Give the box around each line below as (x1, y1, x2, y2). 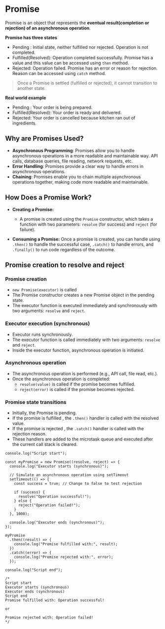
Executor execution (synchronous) (5, 320, 90, 327)
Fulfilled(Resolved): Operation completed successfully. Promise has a (12, 54, 154, 60)
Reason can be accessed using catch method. (12, 70, 106, 76)
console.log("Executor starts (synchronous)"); (9, 464, 109, 469)
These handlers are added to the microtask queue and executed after (12, 436, 154, 442)
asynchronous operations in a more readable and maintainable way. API (12, 153, 158, 158)
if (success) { (14, 490, 45, 495)
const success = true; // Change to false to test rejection (14, 481, 142, 486)
